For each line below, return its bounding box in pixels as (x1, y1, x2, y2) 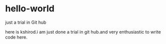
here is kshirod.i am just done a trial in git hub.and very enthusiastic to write (5, 29, 161, 35)
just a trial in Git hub (5, 19, 46, 25)
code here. (5, 34, 27, 40)
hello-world (5, 3, 55, 14)
